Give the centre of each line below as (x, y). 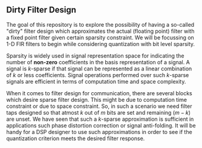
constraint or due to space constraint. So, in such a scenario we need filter (99, 106)
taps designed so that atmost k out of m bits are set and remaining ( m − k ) (99, 112)
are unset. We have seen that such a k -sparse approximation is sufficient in (100, 119)
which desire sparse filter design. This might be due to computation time (97, 99)
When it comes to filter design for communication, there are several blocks (99, 93)
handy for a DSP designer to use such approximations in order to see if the (99, 132)
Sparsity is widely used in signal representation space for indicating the (95, 55)
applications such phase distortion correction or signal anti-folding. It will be (101, 125)
